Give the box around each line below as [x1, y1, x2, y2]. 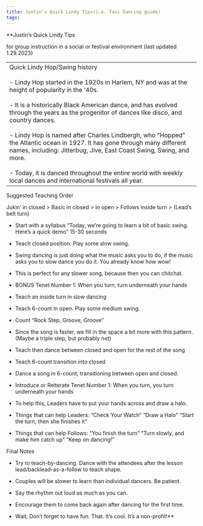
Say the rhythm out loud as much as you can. [14, 489, 128, 496]
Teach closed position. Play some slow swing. [14, 239, 130, 247]
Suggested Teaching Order [6, 192, 74, 199]
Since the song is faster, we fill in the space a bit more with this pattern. [14, 328, 193, 336]
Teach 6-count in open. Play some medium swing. [14, 305, 140, 312]
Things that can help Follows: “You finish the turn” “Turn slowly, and [14, 429, 184, 437]
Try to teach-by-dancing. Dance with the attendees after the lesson [14, 459, 183, 466]
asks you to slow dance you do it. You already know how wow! [14, 258, 171, 265]
